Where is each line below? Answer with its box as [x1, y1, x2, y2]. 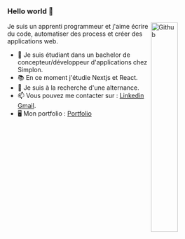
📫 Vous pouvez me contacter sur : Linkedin [17, 91, 144, 100]
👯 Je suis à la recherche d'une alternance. [17, 83, 140, 92]
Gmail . [17, 102, 36, 110]
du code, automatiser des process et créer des [7, 29, 143, 38]
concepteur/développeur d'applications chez [17, 58, 148, 67]
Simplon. [17, 66, 43, 74]
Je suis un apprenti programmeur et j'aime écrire [7, 22, 149, 31]
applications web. [7, 37, 58, 46]
